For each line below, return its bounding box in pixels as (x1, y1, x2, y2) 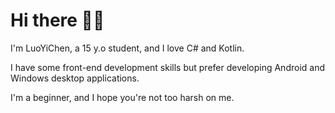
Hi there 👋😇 (10, 9, 105, 32)
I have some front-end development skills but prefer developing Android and (10, 61, 325, 73)
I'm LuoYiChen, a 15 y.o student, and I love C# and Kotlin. (10, 42, 245, 54)
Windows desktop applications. (10, 72, 140, 84)
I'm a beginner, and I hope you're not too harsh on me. (10, 91, 235, 103)
